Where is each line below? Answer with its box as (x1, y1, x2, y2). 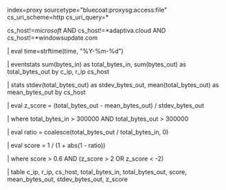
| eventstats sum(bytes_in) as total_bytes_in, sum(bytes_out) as (7, 60, 187, 68)
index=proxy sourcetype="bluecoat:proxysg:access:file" (7, 6, 168, 14)
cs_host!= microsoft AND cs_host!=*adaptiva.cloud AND (7, 27, 166, 34)
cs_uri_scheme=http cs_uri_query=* (7, 13, 109, 21)
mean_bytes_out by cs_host (7, 88, 86, 96)
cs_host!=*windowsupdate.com (7, 34, 98, 42)
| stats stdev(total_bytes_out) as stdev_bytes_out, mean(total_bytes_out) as (7, 81, 219, 88)
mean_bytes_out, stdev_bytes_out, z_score (7, 175, 128, 183)
